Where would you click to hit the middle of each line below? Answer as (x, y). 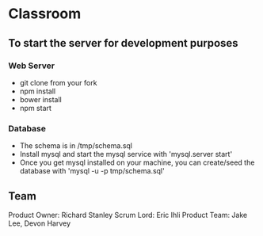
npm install (38, 91)
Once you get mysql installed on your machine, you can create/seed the (137, 162)
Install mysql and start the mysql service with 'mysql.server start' (126, 154)
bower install (40, 99)
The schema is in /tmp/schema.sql (76, 146)
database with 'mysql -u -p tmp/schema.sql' (92, 171)
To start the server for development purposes (124, 43)
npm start (35, 108)
